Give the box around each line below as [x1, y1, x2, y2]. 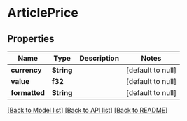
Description [79, 54, 120, 63]
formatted [11, 88, 46, 97]
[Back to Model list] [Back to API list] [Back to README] [7, 106, 168, 114]
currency [11, 65, 42, 75]
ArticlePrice [7, 5, 78, 21]
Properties [7, 33, 55, 45]
